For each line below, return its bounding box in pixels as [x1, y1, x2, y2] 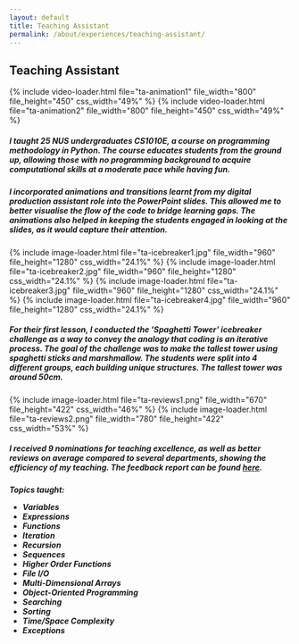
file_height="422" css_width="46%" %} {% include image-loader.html [9, 404, 268, 414]
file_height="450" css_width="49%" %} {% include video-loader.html [9, 96, 265, 107]
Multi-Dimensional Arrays [21, 578, 122, 589]
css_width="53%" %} [9, 422, 89, 433]
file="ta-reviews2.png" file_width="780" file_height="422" [9, 413, 225, 424]
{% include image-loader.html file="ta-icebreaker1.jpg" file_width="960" [9, 247, 276, 257]
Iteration [21, 531, 55, 541]
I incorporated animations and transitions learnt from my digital [9, 187, 252, 197]
